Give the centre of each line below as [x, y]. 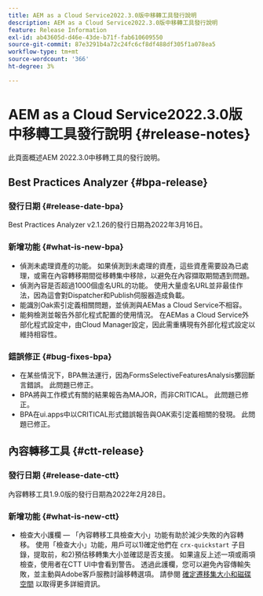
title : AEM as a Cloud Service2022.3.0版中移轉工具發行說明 [102, 15]
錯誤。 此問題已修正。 [62, 384]
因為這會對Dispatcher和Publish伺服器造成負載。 [111, 295]
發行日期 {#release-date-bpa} [66, 206]
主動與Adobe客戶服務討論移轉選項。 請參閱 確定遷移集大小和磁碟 [146, 574]
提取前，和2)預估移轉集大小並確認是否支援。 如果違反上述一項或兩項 [144, 554]
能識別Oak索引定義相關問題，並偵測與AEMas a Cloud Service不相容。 [133, 305]
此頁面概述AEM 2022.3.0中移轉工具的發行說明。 [86, 157]
